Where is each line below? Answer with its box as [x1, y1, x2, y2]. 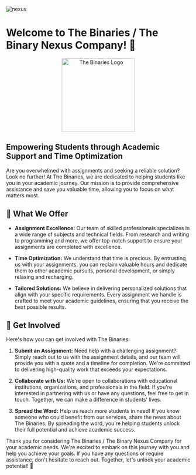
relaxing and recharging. [14, 273, 74, 280]
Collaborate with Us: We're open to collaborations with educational [14, 378, 177, 385]
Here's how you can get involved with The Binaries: [6, 336, 130, 343]
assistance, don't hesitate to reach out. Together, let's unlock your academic [6, 456, 191, 463]
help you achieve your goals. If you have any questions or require [6, 450, 164, 457]
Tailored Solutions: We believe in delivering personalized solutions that [14, 285, 187, 292]
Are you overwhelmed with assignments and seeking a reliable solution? [6, 167, 180, 174]
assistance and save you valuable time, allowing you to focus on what [6, 186, 174, 193]
